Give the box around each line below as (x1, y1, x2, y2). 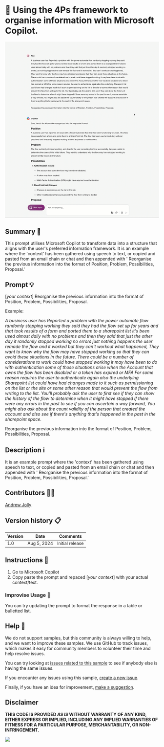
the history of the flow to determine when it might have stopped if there (5, 395, 149, 401)
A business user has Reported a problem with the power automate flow (5, 318, 149, 324)
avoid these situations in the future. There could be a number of (5, 354, 134, 360)
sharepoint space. (5, 417, 42, 422)
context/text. (12, 579, 38, 585)
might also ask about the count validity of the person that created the (5, 406, 145, 412)
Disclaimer (5, 699, 39, 707)
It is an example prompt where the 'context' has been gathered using (5, 459, 144, 465)
